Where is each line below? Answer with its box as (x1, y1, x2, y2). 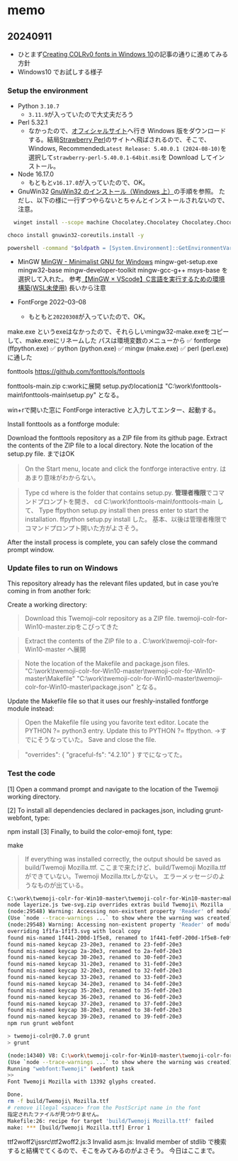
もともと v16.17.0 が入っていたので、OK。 (28, 178, 149, 187)
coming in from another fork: (7, 587, 91, 595)
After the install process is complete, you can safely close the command (7, 537, 218, 547)
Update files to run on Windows (7, 563, 118, 573)
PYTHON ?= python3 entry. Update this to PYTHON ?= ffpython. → (24, 726, 221, 735)
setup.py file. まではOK (7, 449, 75, 458)
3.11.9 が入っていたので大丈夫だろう (28, 110, 135, 119)
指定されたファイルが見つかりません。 (7, 1111, 103, 1118)
